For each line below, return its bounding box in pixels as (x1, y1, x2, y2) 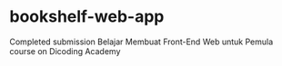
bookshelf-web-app (9, 6, 165, 27)
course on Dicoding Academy (9, 45, 121, 56)
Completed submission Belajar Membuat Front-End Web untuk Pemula (9, 36, 274, 47)
